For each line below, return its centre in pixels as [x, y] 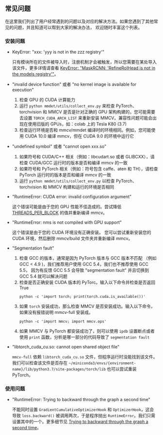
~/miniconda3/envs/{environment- [102, 363]
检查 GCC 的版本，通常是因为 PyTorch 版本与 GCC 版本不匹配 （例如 [88, 258]
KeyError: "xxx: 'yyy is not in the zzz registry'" [58, 52]
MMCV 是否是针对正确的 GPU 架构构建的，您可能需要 [102, 112]
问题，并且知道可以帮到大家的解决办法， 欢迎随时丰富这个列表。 [78, 27]
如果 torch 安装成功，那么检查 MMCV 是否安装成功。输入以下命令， [87, 306]
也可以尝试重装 [122, 369]
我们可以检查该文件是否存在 [40, 363]
